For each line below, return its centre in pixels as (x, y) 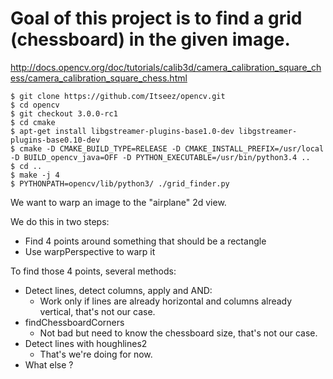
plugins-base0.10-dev (55, 140)
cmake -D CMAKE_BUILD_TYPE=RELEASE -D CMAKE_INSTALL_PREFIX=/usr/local (172, 148)
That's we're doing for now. (96, 354)
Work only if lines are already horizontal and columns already (166, 301)
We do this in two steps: (60, 221)
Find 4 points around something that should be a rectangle (145, 241)
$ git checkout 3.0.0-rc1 (64, 113)
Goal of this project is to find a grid (156, 18)
